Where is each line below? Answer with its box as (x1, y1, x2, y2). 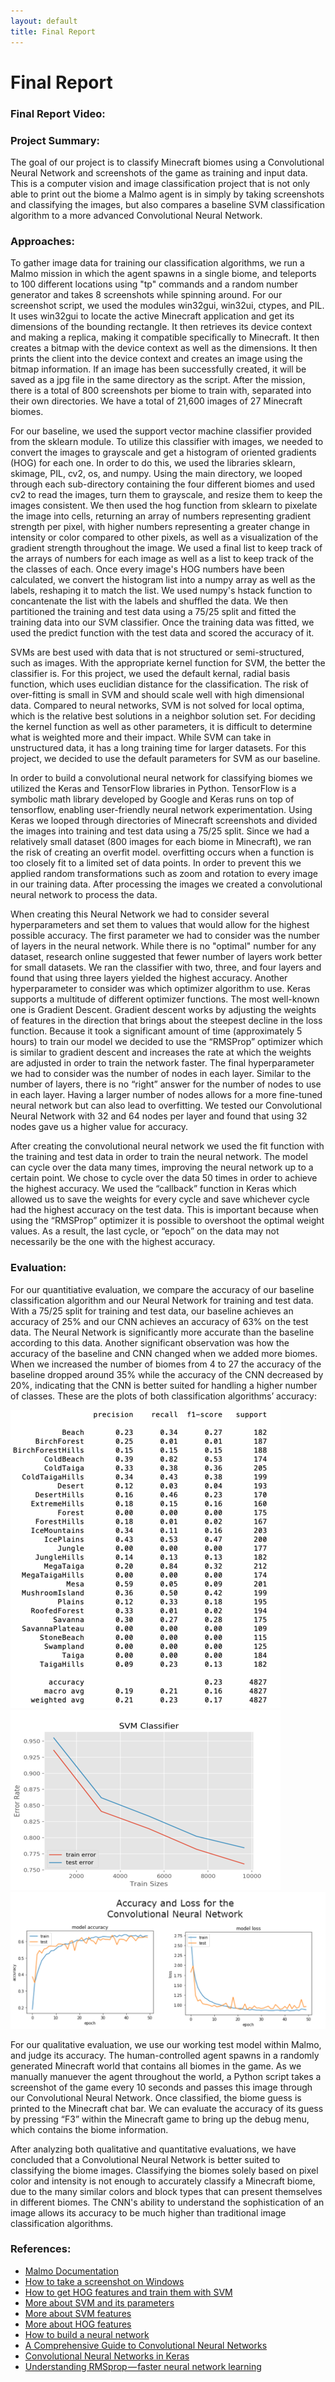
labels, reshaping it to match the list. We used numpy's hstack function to (10, 585, 313, 597)
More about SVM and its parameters (24, 2296, 175, 2309)
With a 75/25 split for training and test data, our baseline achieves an (10, 1305, 294, 1317)
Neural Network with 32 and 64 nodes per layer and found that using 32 (10, 1110, 308, 1122)
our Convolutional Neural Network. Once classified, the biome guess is (10, 2091, 302, 2104)
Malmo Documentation (24, 2265, 119, 2277)
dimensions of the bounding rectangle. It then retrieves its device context (10, 321, 312, 333)
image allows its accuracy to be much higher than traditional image (10, 2206, 287, 2219)
